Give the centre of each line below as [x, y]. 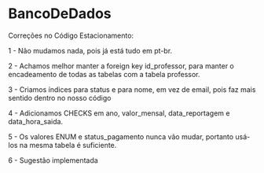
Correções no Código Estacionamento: [71, 35]
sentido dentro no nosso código [60, 98]
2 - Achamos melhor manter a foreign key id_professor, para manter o [121, 66]
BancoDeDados [60, 14]
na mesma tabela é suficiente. [68, 145]
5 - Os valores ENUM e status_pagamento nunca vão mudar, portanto [121, 136]
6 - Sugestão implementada [53, 160]
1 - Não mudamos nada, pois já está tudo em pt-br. [90, 50]
